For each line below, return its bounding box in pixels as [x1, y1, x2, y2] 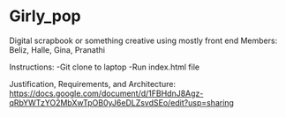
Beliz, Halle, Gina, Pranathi [9, 44, 106, 55]
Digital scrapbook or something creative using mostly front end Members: [9, 35, 278, 46]
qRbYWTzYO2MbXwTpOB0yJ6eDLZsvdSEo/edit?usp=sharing [9, 97, 234, 107]
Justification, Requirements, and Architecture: [9, 78, 177, 89]
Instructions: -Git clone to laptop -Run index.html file [9, 62, 200, 72]
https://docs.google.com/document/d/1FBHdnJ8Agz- [9, 88, 204, 99]
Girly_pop [9, 6, 81, 26]
